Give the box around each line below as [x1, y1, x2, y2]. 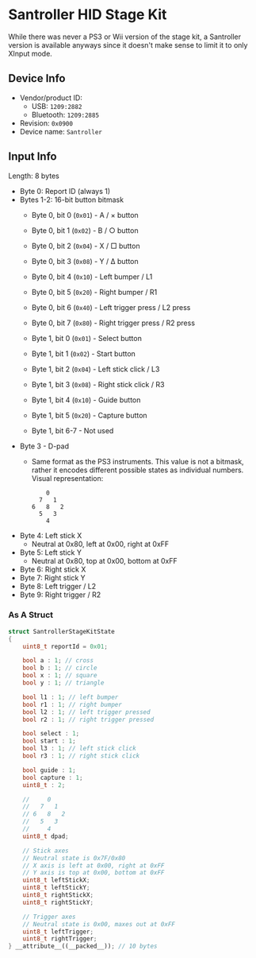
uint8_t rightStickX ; [22, 891, 94, 899]
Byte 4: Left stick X [19, 530, 82, 540]
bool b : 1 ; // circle [22, 664, 97, 673]
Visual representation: [31, 473, 104, 483]
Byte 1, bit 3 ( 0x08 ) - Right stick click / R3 [31, 379, 165, 389]
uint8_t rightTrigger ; [22, 935, 97, 943]
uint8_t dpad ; [22, 832, 69, 840]
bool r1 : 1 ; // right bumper [22, 700, 123, 708]
